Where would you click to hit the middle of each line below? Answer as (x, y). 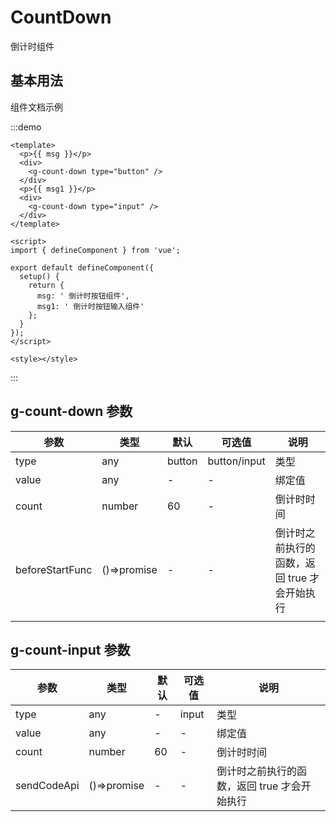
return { (46, 285)
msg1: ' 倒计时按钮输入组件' (90, 306)
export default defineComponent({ (82, 267)
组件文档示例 (36, 107)
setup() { (39, 276)
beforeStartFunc (54, 569)
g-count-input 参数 (70, 649)
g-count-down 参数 (71, 411)
